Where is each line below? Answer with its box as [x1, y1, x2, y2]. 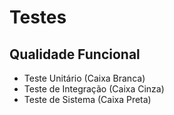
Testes [9, 6, 67, 29]
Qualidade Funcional [9, 46, 141, 63]
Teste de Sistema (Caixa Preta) [23, 94, 152, 105]
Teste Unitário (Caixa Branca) [23, 72, 146, 84]
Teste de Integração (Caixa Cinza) [23, 83, 165, 95]
